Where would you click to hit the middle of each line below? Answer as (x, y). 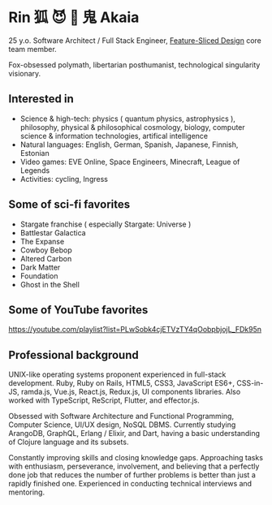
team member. (32, 49)
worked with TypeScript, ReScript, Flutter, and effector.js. (104, 400)
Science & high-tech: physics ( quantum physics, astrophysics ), (127, 119)
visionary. (25, 73)
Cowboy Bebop (46, 250)
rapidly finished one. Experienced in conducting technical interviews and (130, 484)
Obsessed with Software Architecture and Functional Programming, (121, 417)
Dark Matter (40, 267)
